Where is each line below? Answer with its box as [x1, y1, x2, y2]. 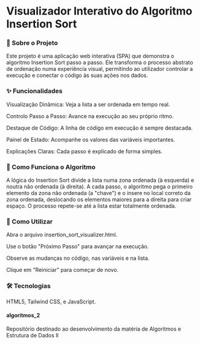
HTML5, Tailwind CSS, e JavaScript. [6, 298, 96, 305]
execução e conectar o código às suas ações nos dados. [6, 71, 148, 79]
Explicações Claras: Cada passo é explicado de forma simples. [6, 147, 163, 155]
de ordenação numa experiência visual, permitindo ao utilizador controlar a [6, 65, 193, 73]
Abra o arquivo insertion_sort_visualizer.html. [6, 231, 118, 239]
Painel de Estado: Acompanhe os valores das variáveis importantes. [6, 136, 175, 143]
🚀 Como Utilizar [6, 217, 53, 225]
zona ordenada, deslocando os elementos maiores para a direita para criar [6, 196, 192, 203]
